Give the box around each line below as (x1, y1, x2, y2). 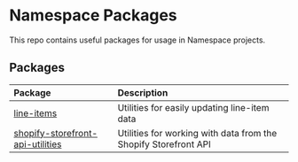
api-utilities (13, 138, 62, 150)
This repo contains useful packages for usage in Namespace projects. (9, 35, 266, 45)
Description (117, 86, 169, 98)
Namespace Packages (9, 5, 177, 26)
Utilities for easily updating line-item (117, 101, 270, 113)
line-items (13, 107, 58, 120)
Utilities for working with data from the (117, 127, 278, 139)
